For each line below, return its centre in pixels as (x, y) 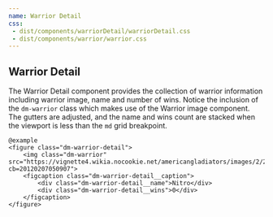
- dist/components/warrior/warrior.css (80, 39)
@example (23, 141)
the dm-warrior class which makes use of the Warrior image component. (129, 108)
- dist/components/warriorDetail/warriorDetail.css (101, 31)
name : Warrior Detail (45, 16)
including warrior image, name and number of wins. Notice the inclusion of (133, 100)
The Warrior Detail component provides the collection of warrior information (136, 91)
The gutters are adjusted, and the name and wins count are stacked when (132, 117)
